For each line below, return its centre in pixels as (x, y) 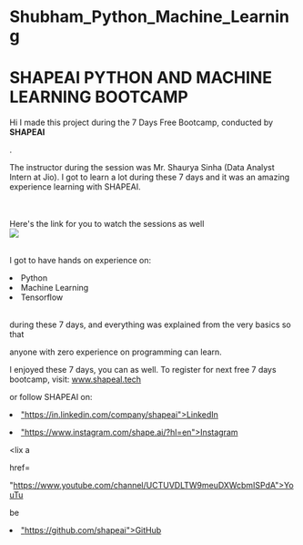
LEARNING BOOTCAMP (99, 97)
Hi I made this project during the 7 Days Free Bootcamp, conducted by (141, 123)
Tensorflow (42, 297)
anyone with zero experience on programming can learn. (116, 352)
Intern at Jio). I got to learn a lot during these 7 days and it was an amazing (150, 177)
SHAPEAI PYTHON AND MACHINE (141, 78)
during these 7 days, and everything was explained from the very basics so (150, 324)
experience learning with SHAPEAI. (75, 187)
